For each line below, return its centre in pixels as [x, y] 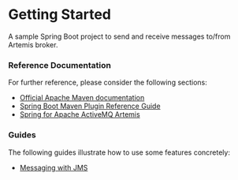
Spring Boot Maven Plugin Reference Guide [90, 106]
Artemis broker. [33, 44]
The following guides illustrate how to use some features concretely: [119, 152]
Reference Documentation [60, 65]
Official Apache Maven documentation [82, 98]
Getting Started [60, 15]
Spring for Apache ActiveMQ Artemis [80, 114]
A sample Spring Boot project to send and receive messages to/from [119, 36]
